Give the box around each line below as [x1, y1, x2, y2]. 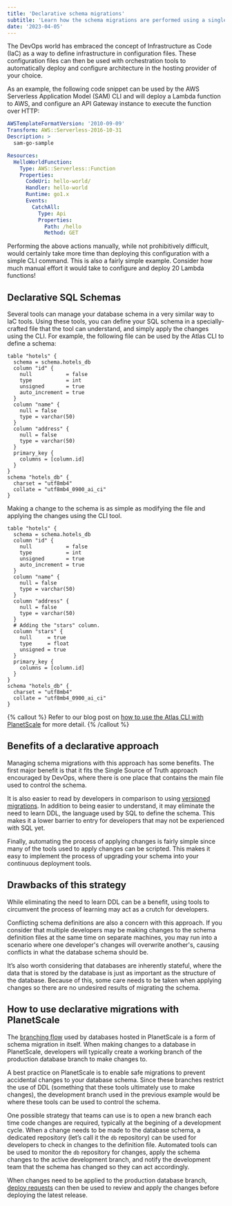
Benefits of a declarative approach [7, 741, 159, 752]
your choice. [7, 71, 43, 80]
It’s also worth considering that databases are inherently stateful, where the [7, 961, 222, 970]
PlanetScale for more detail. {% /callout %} [7, 720, 130, 729]
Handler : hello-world [25, 184, 88, 191]
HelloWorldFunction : [13, 159, 72, 166]
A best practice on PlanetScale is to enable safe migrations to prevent [7, 1068, 206, 1076]
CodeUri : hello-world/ [25, 178, 91, 185]
